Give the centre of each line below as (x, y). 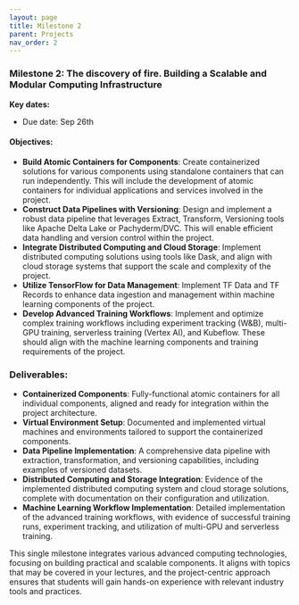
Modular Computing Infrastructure (86, 85)
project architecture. (60, 413)
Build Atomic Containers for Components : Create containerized (141, 162)
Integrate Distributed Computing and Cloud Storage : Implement (141, 247)
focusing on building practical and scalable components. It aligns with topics (150, 563)
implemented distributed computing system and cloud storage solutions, (155, 489)
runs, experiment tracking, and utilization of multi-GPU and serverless (150, 526)
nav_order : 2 (33, 42)
